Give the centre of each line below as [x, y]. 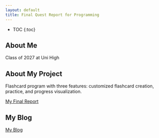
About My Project [34, 74]
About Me [21, 45]
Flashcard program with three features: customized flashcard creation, [80, 86]
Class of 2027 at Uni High [32, 58]
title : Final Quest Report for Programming [52, 15]
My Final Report [22, 101]
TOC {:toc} [24, 29]
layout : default [22, 10]
